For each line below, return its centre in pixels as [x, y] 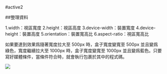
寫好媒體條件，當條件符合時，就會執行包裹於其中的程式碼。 [66, 57]
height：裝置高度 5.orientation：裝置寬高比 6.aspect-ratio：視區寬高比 [77, 34]
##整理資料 [17, 17]
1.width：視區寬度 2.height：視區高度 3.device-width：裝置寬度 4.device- [80, 28]
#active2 [14, 7]
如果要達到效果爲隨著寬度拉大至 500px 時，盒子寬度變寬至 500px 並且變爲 [82, 44]
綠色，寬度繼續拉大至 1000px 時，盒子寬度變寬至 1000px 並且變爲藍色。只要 [83, 51]
